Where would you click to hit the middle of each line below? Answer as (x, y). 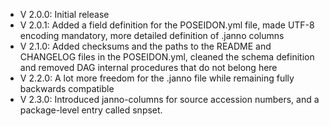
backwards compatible (67, 88)
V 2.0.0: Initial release (64, 14)
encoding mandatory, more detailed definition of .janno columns (152, 35)
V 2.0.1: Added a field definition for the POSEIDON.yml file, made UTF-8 (167, 25)
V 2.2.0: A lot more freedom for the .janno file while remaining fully (157, 78)
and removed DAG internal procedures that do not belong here (148, 67)
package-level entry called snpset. (91, 110)
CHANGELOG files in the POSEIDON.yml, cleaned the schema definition (167, 57)
